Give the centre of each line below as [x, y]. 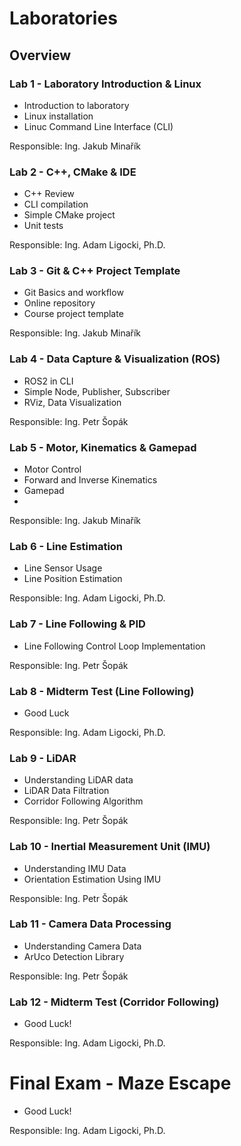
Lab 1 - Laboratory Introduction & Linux [105, 84]
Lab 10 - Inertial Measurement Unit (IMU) [110, 847]
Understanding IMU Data [75, 868]
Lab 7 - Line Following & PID [77, 624]
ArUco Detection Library [74, 956]
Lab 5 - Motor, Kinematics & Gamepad [103, 447]
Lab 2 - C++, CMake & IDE [73, 172]
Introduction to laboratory [76, 105]
